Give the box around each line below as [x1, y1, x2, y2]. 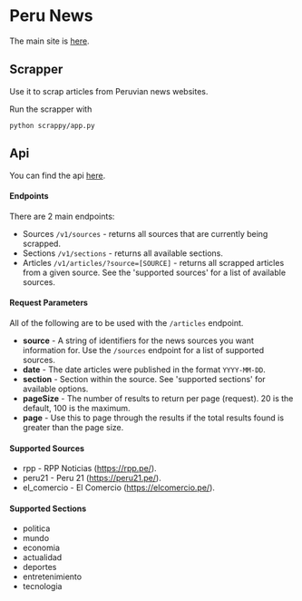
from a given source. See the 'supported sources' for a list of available [22, 267, 287, 278]
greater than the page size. [22, 421, 124, 432]
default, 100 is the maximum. [22, 402, 131, 413]
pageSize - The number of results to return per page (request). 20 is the [22, 392, 294, 404]
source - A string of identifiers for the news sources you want [22, 335, 254, 346]
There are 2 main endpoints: [9, 211, 115, 222]
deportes [22, 562, 57, 573]
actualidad [22, 552, 63, 563]
